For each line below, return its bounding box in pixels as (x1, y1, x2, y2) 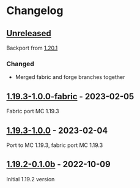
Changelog (6, 4, 64, 18)
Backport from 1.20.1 (6, 44, 58, 51)
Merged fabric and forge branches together (15, 73, 125, 81)
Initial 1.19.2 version (6, 175, 55, 182)
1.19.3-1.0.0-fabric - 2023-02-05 (6, 91, 134, 102)
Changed (6, 59, 35, 68)
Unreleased (6, 28, 52, 39)
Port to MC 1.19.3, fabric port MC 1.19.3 (6, 141, 103, 149)
